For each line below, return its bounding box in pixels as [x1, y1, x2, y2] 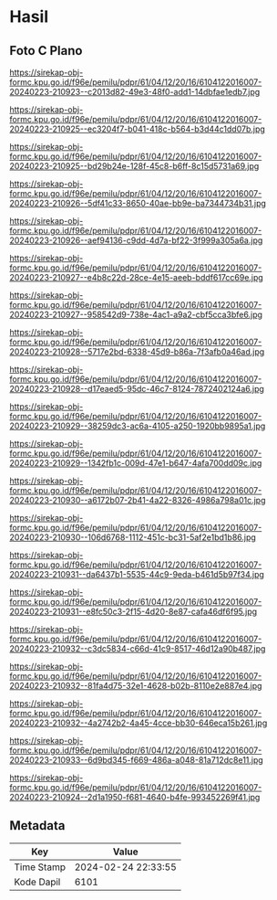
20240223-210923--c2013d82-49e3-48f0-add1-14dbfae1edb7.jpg [9, 87, 261, 97]
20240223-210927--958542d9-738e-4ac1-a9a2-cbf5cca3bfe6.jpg [9, 309, 262, 320]
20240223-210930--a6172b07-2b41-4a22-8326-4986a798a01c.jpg [9, 495, 266, 505]
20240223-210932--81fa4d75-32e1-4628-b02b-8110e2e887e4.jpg [9, 681, 262, 691]
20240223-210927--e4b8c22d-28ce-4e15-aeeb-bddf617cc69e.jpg [9, 272, 264, 282]
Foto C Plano [9, 43, 83, 58]
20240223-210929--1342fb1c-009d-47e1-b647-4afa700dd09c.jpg [9, 458, 262, 468]
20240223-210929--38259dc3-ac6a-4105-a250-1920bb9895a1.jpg [9, 420, 266, 431]
